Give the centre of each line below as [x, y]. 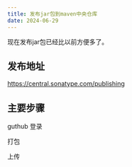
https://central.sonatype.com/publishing [66, 84]
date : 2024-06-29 [33, 21]
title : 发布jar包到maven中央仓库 [53, 14]
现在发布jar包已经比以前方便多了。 [58, 42]
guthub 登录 [25, 126]
